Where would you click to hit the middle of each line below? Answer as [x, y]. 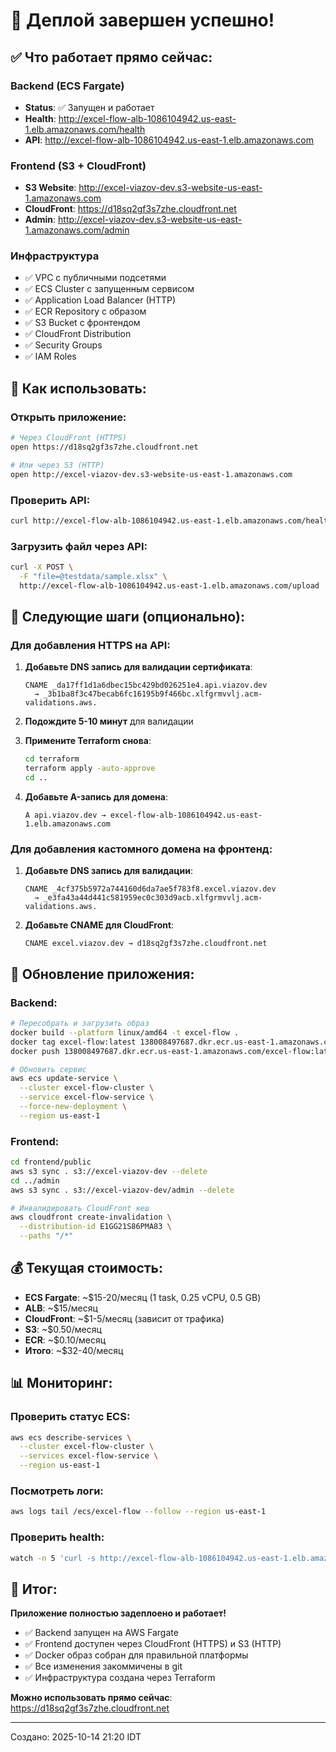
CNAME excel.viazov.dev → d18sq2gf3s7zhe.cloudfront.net [146, 944]
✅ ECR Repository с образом [85, 311]
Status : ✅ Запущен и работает [89, 107]
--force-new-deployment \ [73, 1107]
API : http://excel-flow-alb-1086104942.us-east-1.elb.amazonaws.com [169, 140]
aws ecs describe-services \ [71, 1437]
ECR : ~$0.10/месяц [65, 1340]
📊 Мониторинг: [61, 1383]
